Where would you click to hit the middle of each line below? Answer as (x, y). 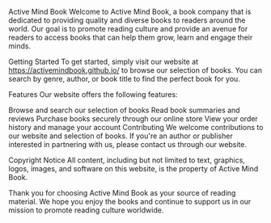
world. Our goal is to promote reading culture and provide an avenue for (128, 29)
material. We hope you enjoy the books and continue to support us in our (130, 202)
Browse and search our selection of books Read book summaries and (124, 110)
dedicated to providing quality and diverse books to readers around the (127, 20)
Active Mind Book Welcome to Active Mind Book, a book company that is (130, 12)
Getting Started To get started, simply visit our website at (104, 61)
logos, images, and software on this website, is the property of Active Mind (133, 168)
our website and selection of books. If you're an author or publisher (121, 136)
